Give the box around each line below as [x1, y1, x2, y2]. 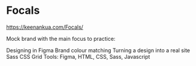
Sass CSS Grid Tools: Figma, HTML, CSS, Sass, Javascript [6, 53, 150, 60]
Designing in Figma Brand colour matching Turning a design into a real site [6, 46, 191, 54]
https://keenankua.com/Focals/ [6, 23, 84, 31]
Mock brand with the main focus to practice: [6, 35, 116, 42]
